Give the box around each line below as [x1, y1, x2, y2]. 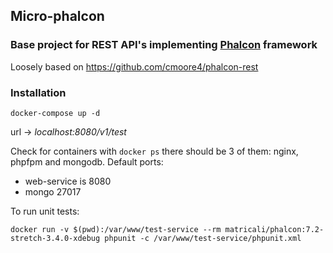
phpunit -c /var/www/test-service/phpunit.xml [104, 233, 302, 243]
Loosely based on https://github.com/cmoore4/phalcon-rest [10, 60, 259, 73]
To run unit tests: [10, 205, 80, 217]
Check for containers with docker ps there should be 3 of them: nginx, [10, 145, 299, 157]
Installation [10, 85, 67, 99]
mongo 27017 [24, 185, 82, 198]
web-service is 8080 [24, 175, 112, 187]
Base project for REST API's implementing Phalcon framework [10, 38, 318, 52]
